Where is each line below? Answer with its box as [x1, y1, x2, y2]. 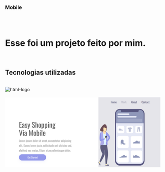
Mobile [5, 4, 22, 11]
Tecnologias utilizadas [5, 68, 76, 76]
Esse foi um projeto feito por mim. [5, 37, 146, 49]
